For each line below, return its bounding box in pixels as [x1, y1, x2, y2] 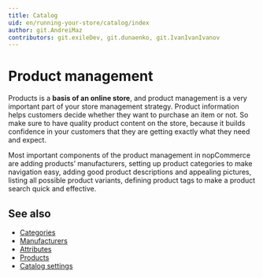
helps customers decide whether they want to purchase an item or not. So [8, 110, 249, 120]
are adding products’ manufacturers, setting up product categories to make [8, 159, 254, 169]
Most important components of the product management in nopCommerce [8, 150, 250, 160]
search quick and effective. [8, 184, 97, 194]
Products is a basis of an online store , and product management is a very [8, 94, 248, 103]
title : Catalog [8, 11, 58, 20]
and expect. [8, 135, 47, 145]
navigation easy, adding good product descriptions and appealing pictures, [8, 167, 252, 177]
